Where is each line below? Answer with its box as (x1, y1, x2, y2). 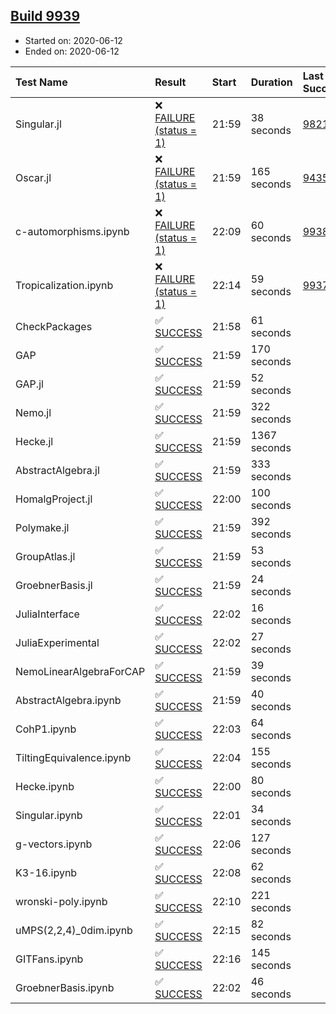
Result (154, 75, 187, 89)
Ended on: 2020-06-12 (24, 45, 120, 57)
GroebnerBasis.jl (15, 578, 93, 592)
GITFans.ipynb (15, 952, 84, 966)
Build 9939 (10, 8, 81, 25)
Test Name (15, 75, 68, 89)
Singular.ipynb (15, 808, 83, 822)
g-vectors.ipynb (15, 837, 93, 851)
